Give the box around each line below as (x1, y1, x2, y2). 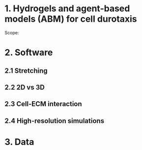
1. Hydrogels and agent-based (4, 3, 130, 14)
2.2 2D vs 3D (4, 83, 45, 91)
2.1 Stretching (4, 66, 48, 75)
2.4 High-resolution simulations (4, 117, 104, 125)
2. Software (4, 47, 53, 58)
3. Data (4, 136, 34, 148)
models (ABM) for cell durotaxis (4, 13, 137, 25)
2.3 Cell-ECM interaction (4, 100, 82, 108)
